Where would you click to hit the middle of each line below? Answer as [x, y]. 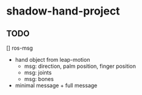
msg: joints [38, 73]
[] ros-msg [20, 48]
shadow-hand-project [63, 11]
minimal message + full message [56, 85]
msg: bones [39, 79]
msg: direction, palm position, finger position [80, 66]
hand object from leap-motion [52, 60]
